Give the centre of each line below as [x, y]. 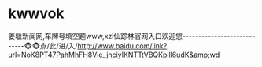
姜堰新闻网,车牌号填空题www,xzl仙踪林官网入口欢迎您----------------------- [132, 36]
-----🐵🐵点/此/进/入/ [43, 46]
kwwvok [36, 14]
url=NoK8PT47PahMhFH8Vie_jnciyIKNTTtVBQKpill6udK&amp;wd [114, 55]
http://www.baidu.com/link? [122, 46]
